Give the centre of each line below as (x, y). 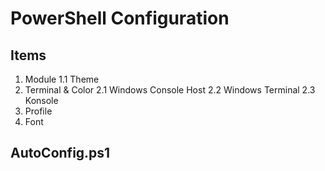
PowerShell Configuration (120, 18)
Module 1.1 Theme (62, 79)
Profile (38, 111)
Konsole (41, 100)
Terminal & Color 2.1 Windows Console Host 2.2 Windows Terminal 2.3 (170, 90)
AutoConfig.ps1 (60, 153)
